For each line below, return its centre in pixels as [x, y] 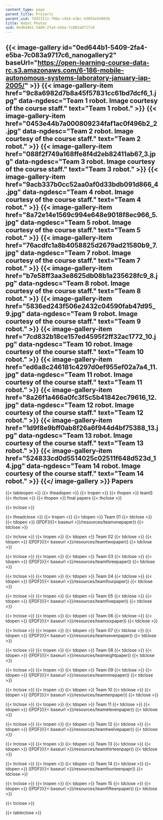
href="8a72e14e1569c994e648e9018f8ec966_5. [82, 215]
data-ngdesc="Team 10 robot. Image [76, 344]
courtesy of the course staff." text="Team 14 [75, 474]
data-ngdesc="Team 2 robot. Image [78, 131]
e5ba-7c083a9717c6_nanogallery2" [61, 55]
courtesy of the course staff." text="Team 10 [75, 352]
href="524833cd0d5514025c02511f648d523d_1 [81, 458]
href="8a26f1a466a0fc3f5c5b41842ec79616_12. [81, 397]
